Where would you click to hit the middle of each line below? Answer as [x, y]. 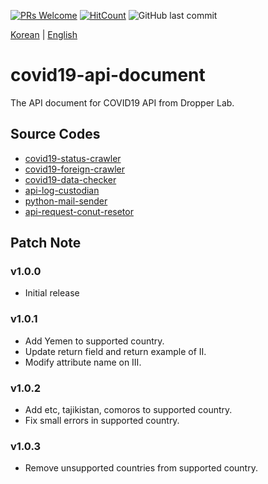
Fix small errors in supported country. [102, 421]
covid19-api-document [108, 75]
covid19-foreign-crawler [75, 169]
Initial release [52, 293]
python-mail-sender [66, 201]
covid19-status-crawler [73, 158]
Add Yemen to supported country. [94, 341]
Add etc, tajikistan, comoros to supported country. [128, 410]
